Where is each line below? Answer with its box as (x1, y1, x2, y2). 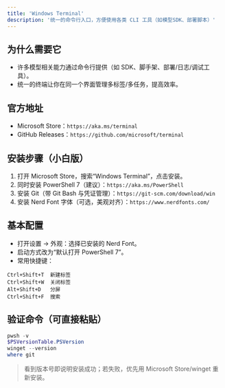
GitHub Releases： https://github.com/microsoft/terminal (16, 130, 184, 139)
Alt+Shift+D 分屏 (7, 286, 61, 293)
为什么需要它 (7, 43, 62, 55)
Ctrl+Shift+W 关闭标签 (7, 279, 71, 286)
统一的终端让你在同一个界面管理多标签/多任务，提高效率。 (16, 80, 182, 89)
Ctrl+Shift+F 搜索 (7, 293, 61, 300)
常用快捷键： (16, 256, 54, 264)
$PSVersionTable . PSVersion (7, 339, 84, 345)
